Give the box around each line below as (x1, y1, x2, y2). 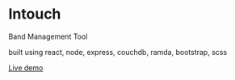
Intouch (8, 5, 61, 23)
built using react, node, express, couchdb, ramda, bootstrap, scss (8, 47, 228, 57)
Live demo (8, 62, 44, 73)
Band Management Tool (8, 32, 88, 41)
